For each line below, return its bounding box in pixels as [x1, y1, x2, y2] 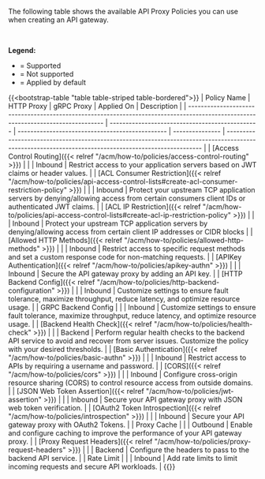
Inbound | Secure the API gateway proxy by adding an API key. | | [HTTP [8, 269, 243, 279]
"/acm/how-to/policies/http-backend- [96, 278, 220, 286]
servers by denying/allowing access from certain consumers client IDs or [8, 193, 246, 203]
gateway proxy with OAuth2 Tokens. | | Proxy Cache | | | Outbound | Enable [8, 420, 253, 429]
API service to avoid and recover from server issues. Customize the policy [8, 336, 249, 346]
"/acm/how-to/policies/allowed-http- [124, 236, 244, 245]
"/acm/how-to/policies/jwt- [145, 387, 234, 395]
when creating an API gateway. [8, 15, 109, 24]
